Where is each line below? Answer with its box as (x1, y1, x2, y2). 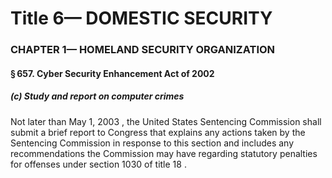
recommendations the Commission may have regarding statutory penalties (10, 147, 318, 159)
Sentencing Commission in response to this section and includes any (10, 137, 295, 149)
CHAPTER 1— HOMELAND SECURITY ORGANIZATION (10, 43, 276, 57)
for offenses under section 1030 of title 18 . (10, 158, 187, 170)
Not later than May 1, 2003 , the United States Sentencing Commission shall (10, 115, 322, 127)
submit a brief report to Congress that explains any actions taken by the (10, 126, 306, 138)
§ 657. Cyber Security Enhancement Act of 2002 (10, 67, 215, 79)
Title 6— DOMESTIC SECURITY (10, 7, 273, 30)
